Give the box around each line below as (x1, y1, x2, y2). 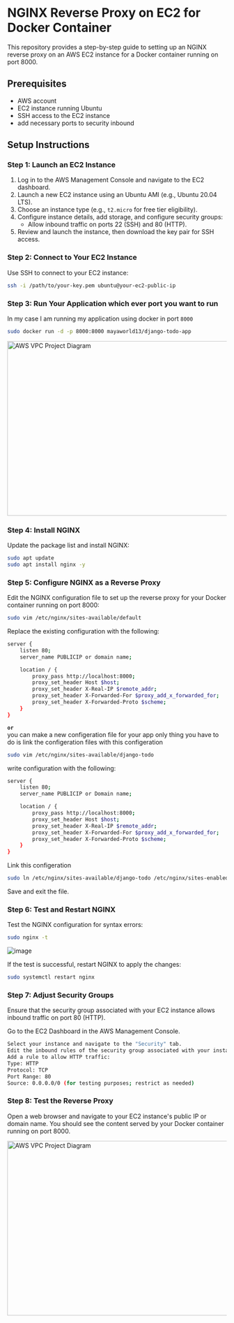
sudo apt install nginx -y (7, 561, 86, 568)
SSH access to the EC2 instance (17, 111, 110, 119)
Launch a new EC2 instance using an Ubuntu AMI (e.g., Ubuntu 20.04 (17, 191, 217, 199)
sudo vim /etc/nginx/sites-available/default (7, 615, 141, 622)
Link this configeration (7, 861, 72, 870)
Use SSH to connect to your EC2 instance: (7, 268, 129, 277)
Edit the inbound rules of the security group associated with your (7, 1047, 210, 1054)
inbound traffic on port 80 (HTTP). (7, 1014, 106, 1022)
